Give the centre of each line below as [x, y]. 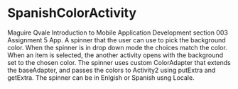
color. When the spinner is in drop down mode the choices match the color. [117, 47]
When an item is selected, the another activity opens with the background [115, 55]
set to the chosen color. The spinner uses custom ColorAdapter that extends [119, 62]
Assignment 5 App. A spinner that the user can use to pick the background [117, 40]
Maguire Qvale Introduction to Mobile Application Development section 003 [118, 32]
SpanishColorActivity [72, 13]
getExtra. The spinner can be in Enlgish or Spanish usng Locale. [101, 77]
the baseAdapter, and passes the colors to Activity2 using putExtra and [112, 70]
